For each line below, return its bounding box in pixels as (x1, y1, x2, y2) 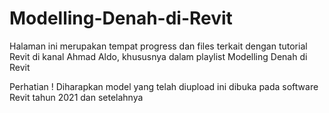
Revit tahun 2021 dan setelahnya (9, 91, 144, 103)
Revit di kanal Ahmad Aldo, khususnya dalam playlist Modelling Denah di (9, 50, 308, 62)
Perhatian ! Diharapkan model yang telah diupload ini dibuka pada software (9, 80, 319, 92)
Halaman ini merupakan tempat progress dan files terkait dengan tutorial (9, 40, 308, 52)
